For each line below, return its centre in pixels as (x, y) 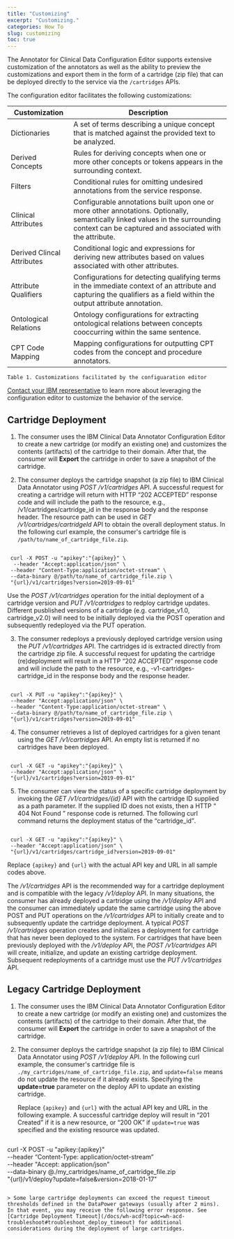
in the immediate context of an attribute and (145, 286)
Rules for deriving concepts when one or (140, 153)
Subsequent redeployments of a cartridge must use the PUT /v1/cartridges (115, 960)
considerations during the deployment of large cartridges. (96, 1229)
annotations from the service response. (137, 191)
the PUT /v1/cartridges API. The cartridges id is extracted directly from (119, 646)
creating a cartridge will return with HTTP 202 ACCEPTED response (117, 494)
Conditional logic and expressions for (134, 249)
